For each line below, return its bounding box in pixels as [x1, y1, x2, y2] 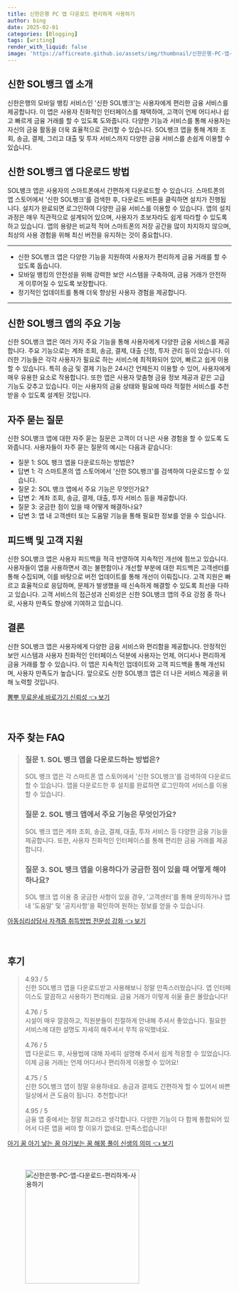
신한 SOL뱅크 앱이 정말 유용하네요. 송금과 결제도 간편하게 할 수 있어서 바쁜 [24, 1082, 231, 1090]
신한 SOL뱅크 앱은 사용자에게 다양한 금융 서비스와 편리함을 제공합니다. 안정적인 [7, 642, 227, 650]
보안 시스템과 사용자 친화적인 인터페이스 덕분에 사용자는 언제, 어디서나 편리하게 [7, 650, 226, 659]
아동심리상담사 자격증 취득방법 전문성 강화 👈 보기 [7, 917, 147, 925]
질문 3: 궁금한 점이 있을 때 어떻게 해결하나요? [17, 502, 143, 511]
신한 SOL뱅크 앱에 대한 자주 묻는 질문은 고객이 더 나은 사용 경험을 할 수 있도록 [7, 434, 223, 443]
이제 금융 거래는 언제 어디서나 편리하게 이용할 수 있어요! [24, 1058, 179, 1066]
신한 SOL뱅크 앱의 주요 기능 [7, 317, 121, 330]
